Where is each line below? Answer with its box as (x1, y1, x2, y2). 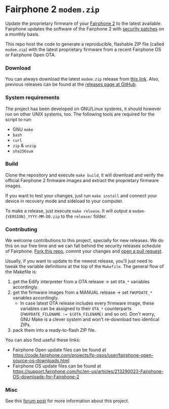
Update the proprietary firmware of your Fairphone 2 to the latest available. (5, 20, 162, 26)
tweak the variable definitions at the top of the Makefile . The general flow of (5, 263, 164, 269)
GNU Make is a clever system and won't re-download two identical (20, 316, 159, 323)
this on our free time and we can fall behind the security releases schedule (5, 243, 161, 249)
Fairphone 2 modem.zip (5, 4, 100, 15)
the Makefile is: (5, 269, 37, 275)
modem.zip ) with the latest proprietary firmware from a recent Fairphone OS (5, 46, 161, 52)
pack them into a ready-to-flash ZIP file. (12, 327, 96, 333)
